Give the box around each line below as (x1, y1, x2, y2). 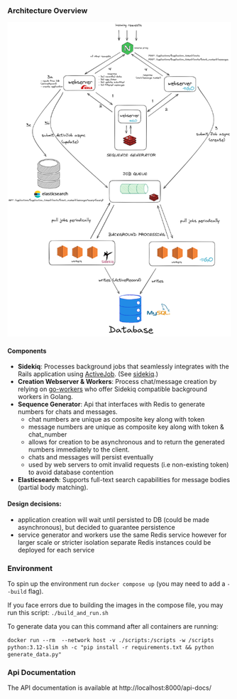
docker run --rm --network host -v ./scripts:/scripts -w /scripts (7, 636, 214, 644)
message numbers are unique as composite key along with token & (28, 422, 225, 432)
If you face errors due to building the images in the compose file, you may (7, 600, 224, 609)
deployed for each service (17, 545, 95, 554)
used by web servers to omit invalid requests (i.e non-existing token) (28, 461, 229, 469)
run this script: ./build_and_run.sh (7, 608, 109, 617)
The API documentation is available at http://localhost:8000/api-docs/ (7, 683, 211, 692)
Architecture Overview (7, 6, 88, 16)
